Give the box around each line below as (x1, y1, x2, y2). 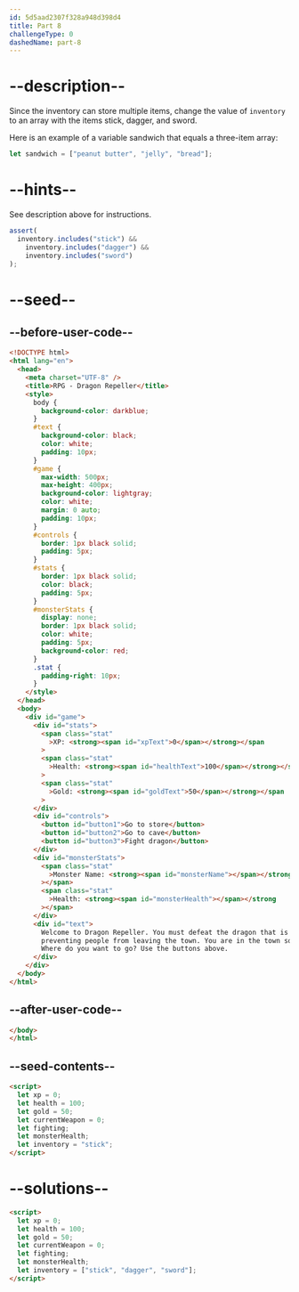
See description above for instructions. (9, 209, 152, 219)
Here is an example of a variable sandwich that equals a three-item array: (9, 133, 279, 143)
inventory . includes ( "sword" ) (25, 251, 133, 260)
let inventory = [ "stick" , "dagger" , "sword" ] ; (17, 1266, 198, 1275)
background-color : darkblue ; (41, 406, 149, 415)
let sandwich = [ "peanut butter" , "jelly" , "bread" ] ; (9, 150, 214, 158)
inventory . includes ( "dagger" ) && (25, 242, 149, 252)
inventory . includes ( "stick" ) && (17, 234, 138, 243)
